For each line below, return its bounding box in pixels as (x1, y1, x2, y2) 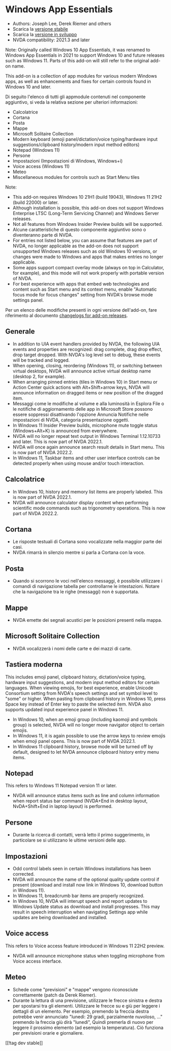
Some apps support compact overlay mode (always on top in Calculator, (12, 264, 164, 270)
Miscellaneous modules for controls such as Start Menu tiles (12, 174, 140, 180)
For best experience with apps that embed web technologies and (12, 281, 149, 287)
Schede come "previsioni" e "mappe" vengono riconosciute (12, 986, 138, 992)
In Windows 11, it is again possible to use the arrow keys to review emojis (12, 732, 165, 739)
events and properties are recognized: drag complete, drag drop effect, (12, 346, 163, 352)
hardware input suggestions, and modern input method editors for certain (5, 679, 160, 685)
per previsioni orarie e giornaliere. (12, 1030, 84, 1036)
